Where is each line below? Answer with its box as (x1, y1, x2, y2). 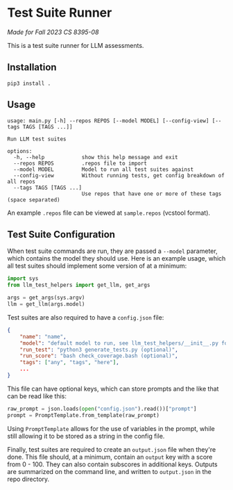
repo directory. (7, 475, 50, 483)
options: (7, 147, 33, 154)
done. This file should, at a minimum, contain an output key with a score (7, 452, 213, 461)
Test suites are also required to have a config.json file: (7, 313, 164, 321)
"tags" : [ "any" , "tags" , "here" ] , (19, 359, 119, 366)
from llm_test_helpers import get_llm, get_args (7, 281, 150, 289)
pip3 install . (7, 80, 51, 87)
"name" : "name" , (19, 333, 67, 340)
